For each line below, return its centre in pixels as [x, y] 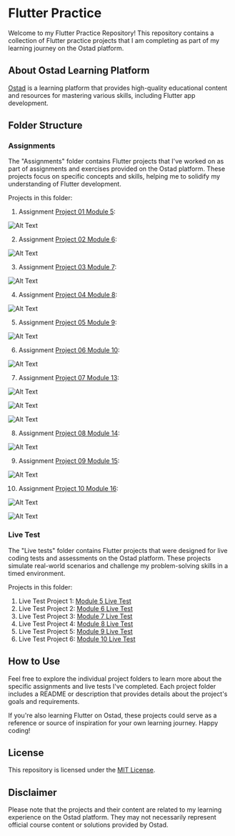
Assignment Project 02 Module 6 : [67, 239]
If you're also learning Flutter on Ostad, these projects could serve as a [112, 715]
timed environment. [37, 573]
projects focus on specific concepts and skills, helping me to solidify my [114, 176]
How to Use [34, 661]
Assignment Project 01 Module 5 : [67, 212]
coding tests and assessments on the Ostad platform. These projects [110, 558]
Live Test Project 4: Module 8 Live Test [76, 624]
